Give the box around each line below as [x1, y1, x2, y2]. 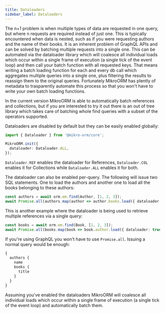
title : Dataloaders [5, 7, 45, 12]
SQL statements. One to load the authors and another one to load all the [5, 179, 151, 185]
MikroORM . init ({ [5, 141, 38, 146]
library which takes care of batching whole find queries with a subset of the [5, 108, 158, 114]
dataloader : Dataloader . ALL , [9, 146, 69, 151]
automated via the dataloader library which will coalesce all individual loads [5, 51, 158, 57]
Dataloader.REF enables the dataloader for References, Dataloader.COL [5, 160, 148, 165]
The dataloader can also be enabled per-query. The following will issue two [5, 174, 158, 180]
